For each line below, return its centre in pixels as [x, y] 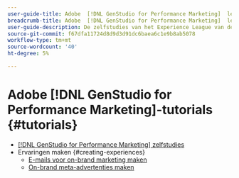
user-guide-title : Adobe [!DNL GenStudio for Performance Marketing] [114, 14]
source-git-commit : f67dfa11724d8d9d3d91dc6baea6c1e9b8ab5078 [101, 34]
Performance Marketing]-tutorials [110, 110]
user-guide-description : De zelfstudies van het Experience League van [116, 27]
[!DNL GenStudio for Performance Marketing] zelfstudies [101, 144]
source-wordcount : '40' [43, 47]
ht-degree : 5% [28, 54]
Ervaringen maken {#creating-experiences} [81, 152]
